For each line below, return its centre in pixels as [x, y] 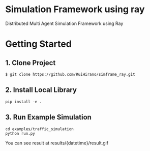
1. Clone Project [31, 63]
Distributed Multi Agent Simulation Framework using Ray [64, 23]
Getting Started [39, 44]
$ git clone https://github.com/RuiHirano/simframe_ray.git [70, 74]
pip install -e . [24, 102]
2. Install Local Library [41, 90]
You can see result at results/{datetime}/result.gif [57, 143]
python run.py [20, 133]
